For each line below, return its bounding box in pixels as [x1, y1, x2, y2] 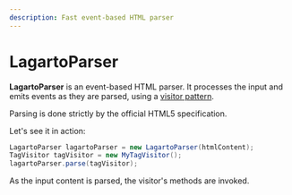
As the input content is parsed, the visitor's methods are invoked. [9, 175, 250, 186]
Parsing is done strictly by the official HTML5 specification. [9, 108, 228, 119]
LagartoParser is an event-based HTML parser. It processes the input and [9, 81, 284, 92]
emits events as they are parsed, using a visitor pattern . [9, 90, 215, 101]
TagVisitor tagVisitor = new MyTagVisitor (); [9, 151, 182, 160]
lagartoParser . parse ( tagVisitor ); [9, 159, 139, 168]
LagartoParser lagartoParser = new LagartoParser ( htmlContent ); [9, 142, 254, 152]
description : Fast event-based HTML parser [9, 13, 175, 22]
